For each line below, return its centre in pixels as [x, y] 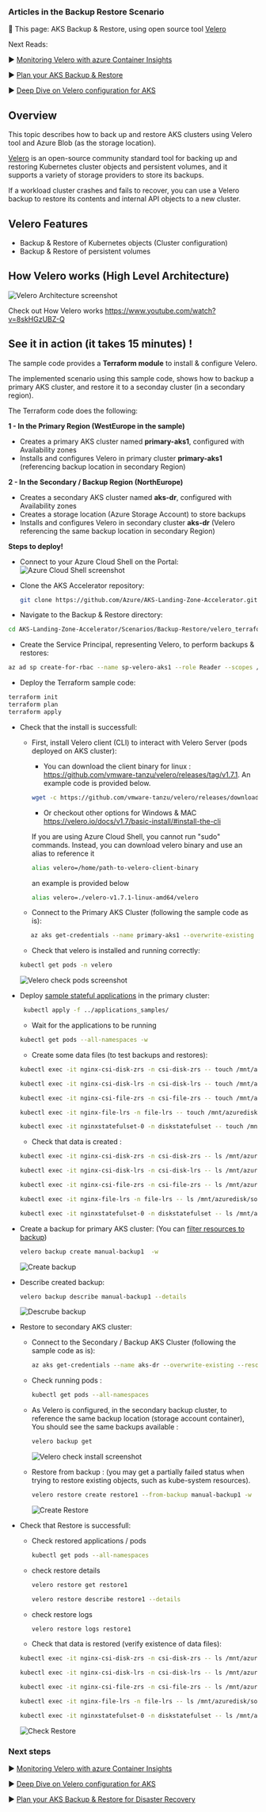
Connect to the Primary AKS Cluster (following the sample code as [140, 913]
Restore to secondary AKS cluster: [76, 1327]
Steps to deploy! [36, 546]
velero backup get [62, 1442]
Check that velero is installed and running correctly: [116, 951]
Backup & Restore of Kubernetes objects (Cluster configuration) [123, 242]
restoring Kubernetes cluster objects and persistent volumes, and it [118, 167]
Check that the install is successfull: [78, 727]
